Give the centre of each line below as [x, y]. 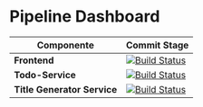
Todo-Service [45, 75]
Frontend [34, 60]
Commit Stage [157, 45]
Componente [66, 45]
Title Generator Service [66, 89]
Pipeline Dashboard [85, 17]
